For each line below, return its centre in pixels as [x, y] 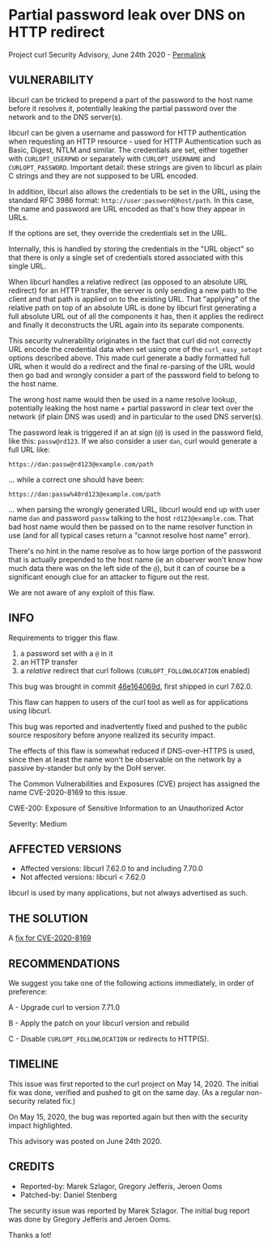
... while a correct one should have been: [76, 479]
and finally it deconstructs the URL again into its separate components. [127, 324]
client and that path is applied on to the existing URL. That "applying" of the [134, 299]
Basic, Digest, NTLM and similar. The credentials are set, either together [128, 150]
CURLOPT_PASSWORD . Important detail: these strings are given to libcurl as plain [135, 167]
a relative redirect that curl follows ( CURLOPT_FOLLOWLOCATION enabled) [135, 670]
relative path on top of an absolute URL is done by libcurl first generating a [133, 307]
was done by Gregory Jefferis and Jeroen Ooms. [90, 1219]
